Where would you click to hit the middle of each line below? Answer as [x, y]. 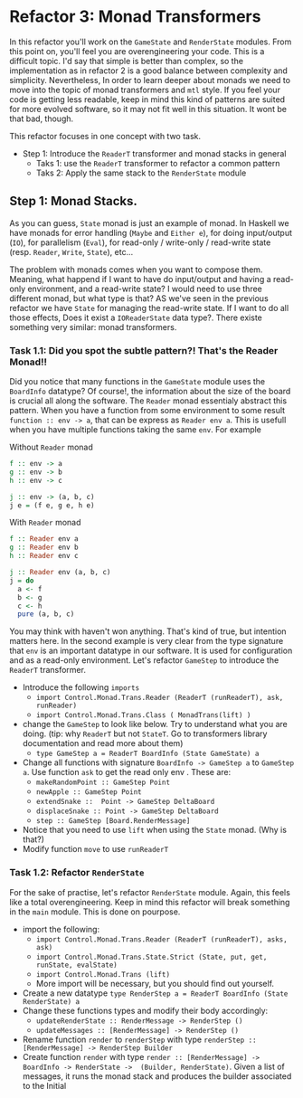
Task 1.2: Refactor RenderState [77, 873]
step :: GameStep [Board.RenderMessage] [113, 821]
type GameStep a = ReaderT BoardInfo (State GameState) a [147, 754]
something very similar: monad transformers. [93, 327]
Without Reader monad [51, 447]
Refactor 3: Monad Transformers [135, 17]
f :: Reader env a [44, 539]
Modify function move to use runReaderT [95, 849]
